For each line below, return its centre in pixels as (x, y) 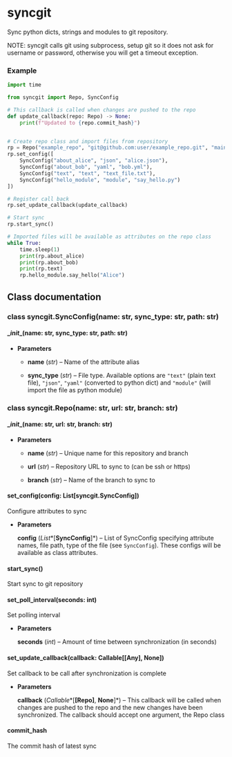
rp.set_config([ (30, 154)
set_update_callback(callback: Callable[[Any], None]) (86, 658)
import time (24, 85)
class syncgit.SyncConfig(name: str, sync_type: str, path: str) (113, 316)
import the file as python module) (75, 390)
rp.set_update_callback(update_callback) (68, 206)
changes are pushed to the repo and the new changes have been (110, 707)
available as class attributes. (57, 553)
